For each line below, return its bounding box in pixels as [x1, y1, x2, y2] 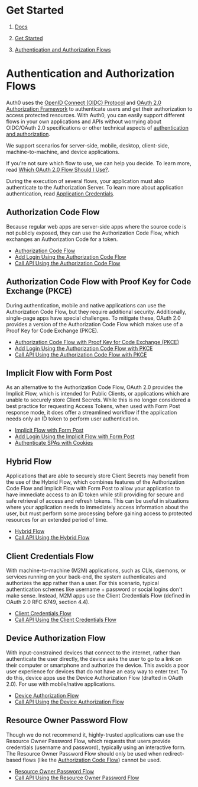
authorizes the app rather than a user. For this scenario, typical [6, 579, 160, 586]
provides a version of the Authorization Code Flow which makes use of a [6, 320, 183, 327]
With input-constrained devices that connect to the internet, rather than [6, 649, 180, 656]
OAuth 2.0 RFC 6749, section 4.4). [6, 598, 90, 605]
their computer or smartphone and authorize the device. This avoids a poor [6, 661, 189, 669]
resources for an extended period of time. [6, 516, 108, 523]
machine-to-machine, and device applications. [6, 148, 120, 155]
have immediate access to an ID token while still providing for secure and [6, 491, 184, 498]
